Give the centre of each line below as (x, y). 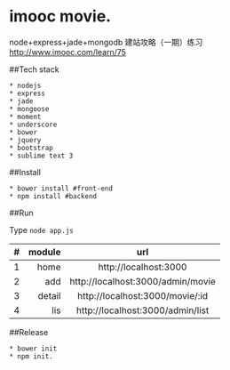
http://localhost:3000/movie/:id (143, 295)
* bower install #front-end (61, 189)
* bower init (33, 349)
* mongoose (29, 109)
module (44, 252)
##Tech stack (34, 69)
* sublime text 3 (41, 156)
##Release (29, 332)
